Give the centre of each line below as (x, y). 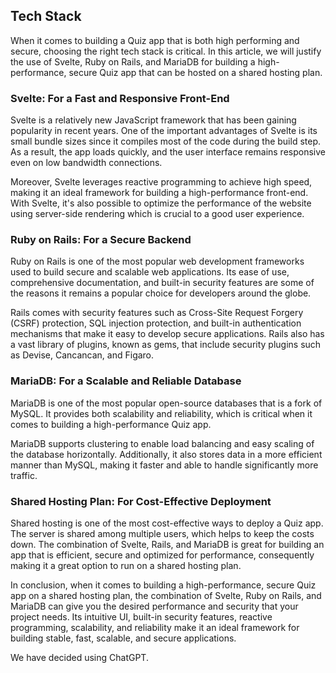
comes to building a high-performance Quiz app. (111, 424)
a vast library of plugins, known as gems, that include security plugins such (166, 345)
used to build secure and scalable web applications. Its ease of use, (150, 272)
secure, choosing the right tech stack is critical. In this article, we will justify (166, 51)
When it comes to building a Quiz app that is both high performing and (155, 40)
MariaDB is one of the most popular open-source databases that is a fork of (166, 403)
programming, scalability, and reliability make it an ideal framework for (155, 627)
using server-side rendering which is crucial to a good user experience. (157, 214)
